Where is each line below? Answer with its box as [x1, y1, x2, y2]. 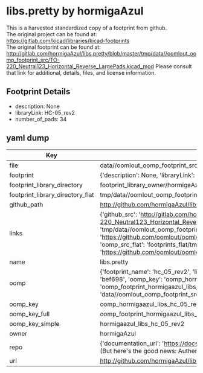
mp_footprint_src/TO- [6, 56, 60, 63]
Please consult [155, 62, 192, 70]
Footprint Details [6, 86, 71, 97]
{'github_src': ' [99, 210, 141, 218]
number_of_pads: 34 [14, 115, 67, 123]
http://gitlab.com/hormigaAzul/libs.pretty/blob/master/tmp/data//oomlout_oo [6, 49, 197, 57]
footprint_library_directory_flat [9, 190, 94, 199]
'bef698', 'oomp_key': [99, 275, 163, 283]
